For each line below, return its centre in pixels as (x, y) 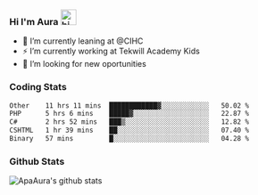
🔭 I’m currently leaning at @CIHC (83, 41)
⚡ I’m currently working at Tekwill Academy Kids (111, 51)
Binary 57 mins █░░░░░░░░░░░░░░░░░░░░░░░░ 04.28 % (129, 139)
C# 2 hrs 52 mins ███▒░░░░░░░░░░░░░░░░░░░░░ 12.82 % (129, 122)
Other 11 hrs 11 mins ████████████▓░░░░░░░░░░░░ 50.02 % (129, 106)
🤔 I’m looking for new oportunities (84, 64)
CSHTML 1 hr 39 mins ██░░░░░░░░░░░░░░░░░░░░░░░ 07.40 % (129, 130)
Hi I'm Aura (34, 21)
